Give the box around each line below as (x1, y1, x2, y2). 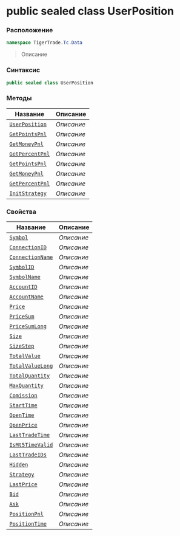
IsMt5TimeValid (9, 442, 53, 448)
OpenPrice (9, 422, 38, 429)
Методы (6, 94, 32, 103)
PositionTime (9, 521, 47, 527)
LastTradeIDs (9, 452, 47, 458)
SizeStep (9, 343, 35, 350)
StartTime (9, 402, 38, 409)
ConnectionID (9, 244, 47, 251)
